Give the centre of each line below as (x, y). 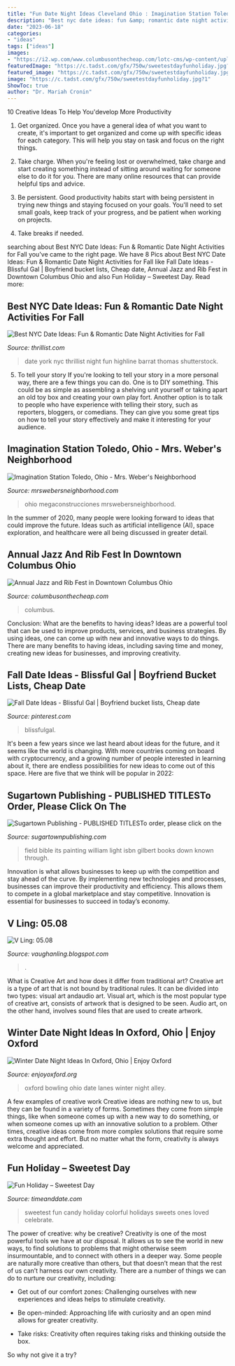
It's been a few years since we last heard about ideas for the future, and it (114, 743)
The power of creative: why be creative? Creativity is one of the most (107, 1233)
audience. (32, 427)
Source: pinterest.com (39, 717)
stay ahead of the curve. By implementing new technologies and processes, (117, 879)
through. (37, 858)
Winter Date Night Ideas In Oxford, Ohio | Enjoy (112, 1033)
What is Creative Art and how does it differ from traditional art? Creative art (115, 981)
